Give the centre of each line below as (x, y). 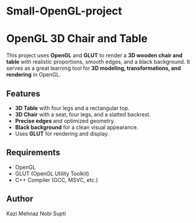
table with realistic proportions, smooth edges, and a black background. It (98, 62)
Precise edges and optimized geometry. (65, 121)
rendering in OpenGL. (34, 75)
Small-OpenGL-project (64, 11)
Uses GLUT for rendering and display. (62, 133)
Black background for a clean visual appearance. (77, 127)
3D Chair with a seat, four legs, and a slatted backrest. (83, 114)
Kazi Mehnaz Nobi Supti (36, 213)
